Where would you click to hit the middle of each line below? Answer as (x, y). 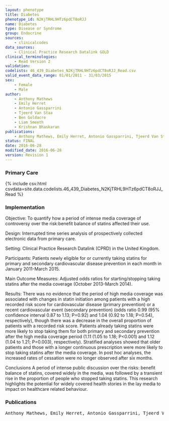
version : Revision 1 (27, 155)
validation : (18, 66)
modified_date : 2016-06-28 (33, 151)
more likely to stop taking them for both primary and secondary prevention (82, 331)
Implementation (25, 207)
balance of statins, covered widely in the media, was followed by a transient (84, 373)
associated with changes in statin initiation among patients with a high (78, 299)
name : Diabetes (21, 24)
